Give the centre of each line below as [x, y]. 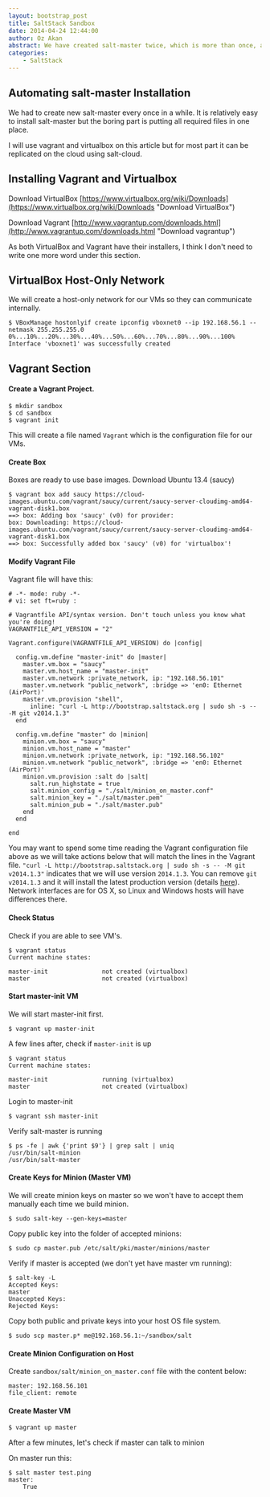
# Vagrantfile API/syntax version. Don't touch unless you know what [127, 616]
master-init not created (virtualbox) [98, 971]
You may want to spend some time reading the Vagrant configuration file [129, 848]
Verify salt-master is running [55, 1131]
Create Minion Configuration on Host [71, 1353]
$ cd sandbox [30, 413]
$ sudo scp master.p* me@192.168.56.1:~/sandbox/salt [100, 1335]
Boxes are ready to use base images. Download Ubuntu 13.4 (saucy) [121, 480]
